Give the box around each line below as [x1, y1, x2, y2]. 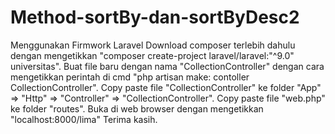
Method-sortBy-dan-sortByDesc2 [10, 6, 300, 29]
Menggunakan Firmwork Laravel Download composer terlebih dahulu [10, 39, 296, 51]
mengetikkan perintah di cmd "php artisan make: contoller [10, 71, 250, 83]
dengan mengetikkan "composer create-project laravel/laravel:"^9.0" [10, 49, 295, 61]
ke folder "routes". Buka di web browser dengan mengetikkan [10, 102, 264, 115]
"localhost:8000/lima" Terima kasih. [10, 113, 158, 125]
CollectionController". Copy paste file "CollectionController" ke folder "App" [10, 81, 322, 93]
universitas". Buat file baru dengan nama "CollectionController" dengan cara [10, 60, 325, 72]
